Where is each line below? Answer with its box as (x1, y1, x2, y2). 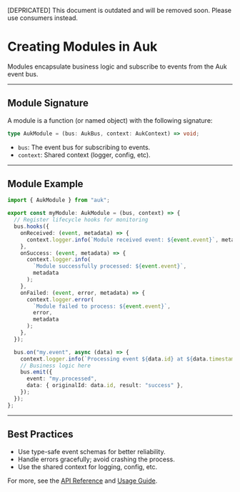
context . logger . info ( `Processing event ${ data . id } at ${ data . (20, 355, 209, 363)
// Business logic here (20, 362, 91, 369)
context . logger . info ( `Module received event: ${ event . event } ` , (26, 236, 219, 244)
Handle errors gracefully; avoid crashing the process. (17, 455, 175, 463)
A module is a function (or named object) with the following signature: (7, 116, 213, 124)
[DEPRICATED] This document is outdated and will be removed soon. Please (7, 6, 232, 14)
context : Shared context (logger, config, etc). (17, 150, 151, 159)
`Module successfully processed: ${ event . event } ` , (33, 263, 187, 270)
